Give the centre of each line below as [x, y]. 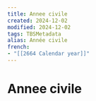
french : [19, 47]
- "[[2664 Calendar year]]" [49, 54]
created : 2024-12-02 [38, 21]
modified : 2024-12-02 [39, 27]
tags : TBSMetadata [34, 34]
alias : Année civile [38, 41]
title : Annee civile [38, 14]
